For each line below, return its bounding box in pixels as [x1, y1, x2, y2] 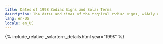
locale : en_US [5, 20, 34, 26]
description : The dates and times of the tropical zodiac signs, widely [5, 12, 155, 16]
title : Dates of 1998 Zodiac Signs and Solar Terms [5, 7, 112, 12]
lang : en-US [5, 16, 29, 21]
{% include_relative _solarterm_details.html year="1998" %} [5, 34, 125, 40]
